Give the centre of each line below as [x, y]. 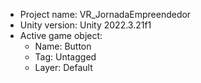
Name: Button [63, 46]
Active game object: [61, 35]
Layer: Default [63, 67]
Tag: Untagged [65, 57]
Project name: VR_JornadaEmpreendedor [105, 14]
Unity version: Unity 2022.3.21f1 [85, 25]
